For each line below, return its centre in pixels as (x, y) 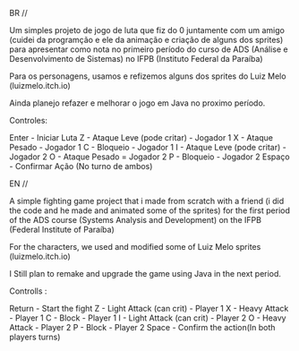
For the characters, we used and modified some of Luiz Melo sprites (135, 247)
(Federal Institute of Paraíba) (62, 229)
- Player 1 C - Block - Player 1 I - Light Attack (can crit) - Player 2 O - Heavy (148, 318)
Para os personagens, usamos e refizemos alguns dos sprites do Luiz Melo (148, 76)
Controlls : (28, 291)
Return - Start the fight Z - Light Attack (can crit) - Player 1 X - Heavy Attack (149, 308)
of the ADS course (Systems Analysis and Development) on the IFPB (136, 220)
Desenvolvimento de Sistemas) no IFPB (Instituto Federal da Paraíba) (136, 59)
